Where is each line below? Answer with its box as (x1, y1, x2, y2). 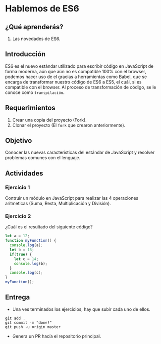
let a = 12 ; (5, 233, 30, 239)
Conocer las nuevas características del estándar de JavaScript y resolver (5, 149, 155, 156)
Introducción (5, 50, 46, 58)
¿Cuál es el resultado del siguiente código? (5, 224, 93, 230)
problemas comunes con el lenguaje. (5, 155, 81, 161)
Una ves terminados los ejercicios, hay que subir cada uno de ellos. (12, 306, 151, 312)
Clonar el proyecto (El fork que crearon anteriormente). (12, 122, 125, 128)
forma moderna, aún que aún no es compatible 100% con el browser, (5, 68, 147, 74)
